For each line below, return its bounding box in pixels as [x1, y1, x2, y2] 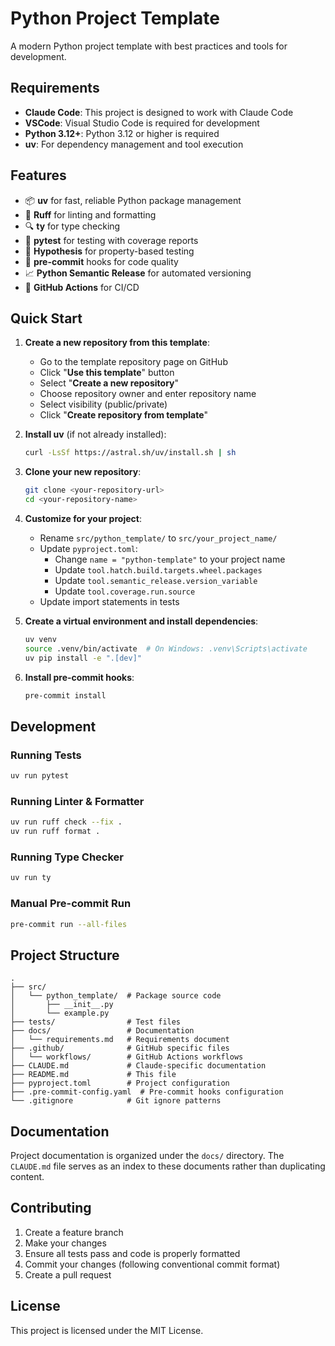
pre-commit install [24, 690, 107, 701]
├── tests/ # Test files [10, 1017, 182, 1027]
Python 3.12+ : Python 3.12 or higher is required [24, 127, 220, 139]
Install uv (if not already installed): [24, 428, 167, 441]
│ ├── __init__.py [10, 1000, 114, 1010]
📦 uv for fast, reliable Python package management [24, 194, 242, 206]
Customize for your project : [24, 513, 142, 524]
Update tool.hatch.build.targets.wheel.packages [54, 564, 263, 576]
